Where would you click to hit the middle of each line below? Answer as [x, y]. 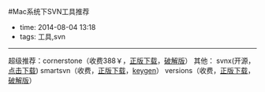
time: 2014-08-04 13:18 [58, 27]
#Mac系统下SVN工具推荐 [49, 11]
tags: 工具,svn [42, 37]
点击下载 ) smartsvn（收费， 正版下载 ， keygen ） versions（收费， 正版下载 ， [131, 70]
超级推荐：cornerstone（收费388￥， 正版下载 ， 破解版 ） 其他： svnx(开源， [132, 61]
